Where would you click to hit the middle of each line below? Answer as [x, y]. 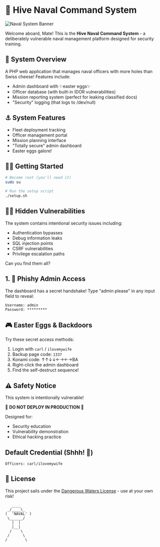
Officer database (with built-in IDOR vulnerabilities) [64, 91]
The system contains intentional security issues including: [64, 223]
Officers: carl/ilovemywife [34, 464]
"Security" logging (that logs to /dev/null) [54, 102]
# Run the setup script [30, 191]
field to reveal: [20, 296]
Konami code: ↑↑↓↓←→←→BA [45, 360]
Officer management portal [40, 135]
